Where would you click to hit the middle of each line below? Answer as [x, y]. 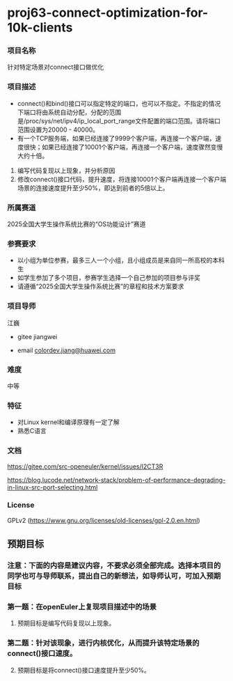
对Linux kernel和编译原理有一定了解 [69, 422]
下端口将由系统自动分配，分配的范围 [69, 112]
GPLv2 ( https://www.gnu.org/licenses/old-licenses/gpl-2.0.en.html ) [104, 520]
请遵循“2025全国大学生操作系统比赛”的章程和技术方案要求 [101, 286]
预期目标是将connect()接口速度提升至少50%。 [84, 670]
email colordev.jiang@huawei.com [66, 350]
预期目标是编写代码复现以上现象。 [66, 623]
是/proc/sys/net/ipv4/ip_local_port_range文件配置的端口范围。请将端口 [119, 120]
